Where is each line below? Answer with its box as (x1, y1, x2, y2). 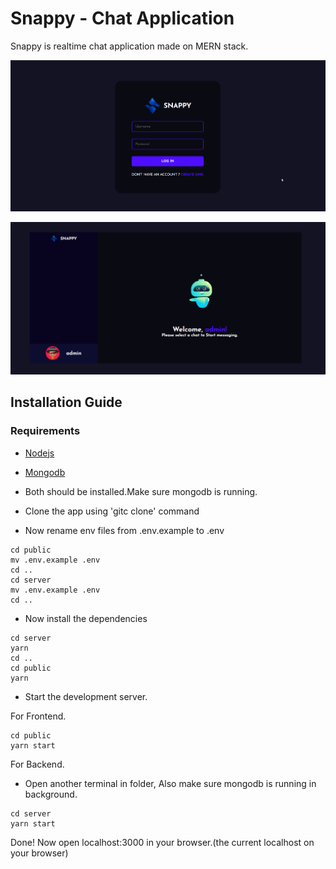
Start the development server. (24, 690, 148, 702)
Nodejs (24, 447, 55, 459)
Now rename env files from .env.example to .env (24, 524, 225, 536)
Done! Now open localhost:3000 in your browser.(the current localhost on (10, 836, 315, 848)
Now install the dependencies (24, 612, 148, 624)
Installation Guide (10, 394, 123, 411)
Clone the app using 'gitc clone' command (24, 505, 200, 517)
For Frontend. (10, 710, 67, 722)
